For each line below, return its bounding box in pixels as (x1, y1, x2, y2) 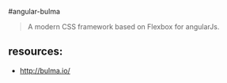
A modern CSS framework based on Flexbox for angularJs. (27, 22, 220, 31)
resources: (8, 45, 63, 58)
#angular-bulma (8, 7, 61, 16)
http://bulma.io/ (19, 66, 71, 75)
